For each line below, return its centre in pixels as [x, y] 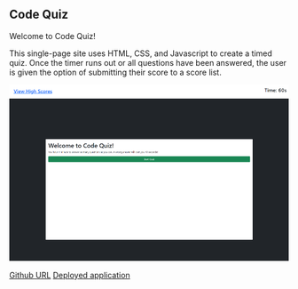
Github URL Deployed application [70, 275]
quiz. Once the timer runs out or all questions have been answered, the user [148, 62]
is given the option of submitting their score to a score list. [115, 72]
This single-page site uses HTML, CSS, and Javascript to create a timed [141, 53]
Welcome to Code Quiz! [52, 36]
